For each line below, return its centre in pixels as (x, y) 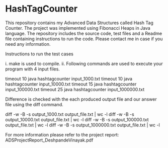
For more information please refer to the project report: (62, 134)
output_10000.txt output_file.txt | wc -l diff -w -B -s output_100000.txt (77, 119)
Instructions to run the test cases (39, 54)
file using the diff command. (34, 104)
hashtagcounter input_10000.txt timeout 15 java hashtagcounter (71, 84)
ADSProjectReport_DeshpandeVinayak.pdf (49, 140)
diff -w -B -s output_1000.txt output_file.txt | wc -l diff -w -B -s (70, 114)
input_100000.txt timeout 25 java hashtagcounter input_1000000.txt (75, 89)
